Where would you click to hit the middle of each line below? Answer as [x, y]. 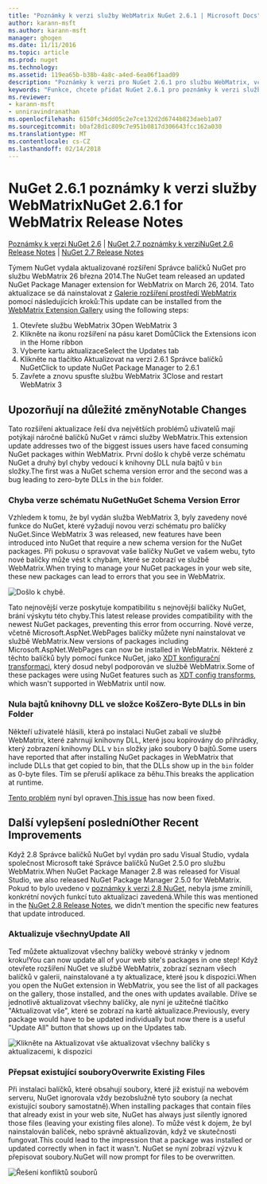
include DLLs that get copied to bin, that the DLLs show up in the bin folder [131, 765]
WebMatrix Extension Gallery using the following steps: [99, 310]
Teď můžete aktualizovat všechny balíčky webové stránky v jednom [119, 951]
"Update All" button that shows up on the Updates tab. [97, 1027]
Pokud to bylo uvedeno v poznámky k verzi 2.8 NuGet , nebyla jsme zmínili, [130, 888]
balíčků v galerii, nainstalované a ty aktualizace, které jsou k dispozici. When [132, 976]
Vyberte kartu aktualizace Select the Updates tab [99, 351]
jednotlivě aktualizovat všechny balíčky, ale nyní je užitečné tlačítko [118, 1002]
